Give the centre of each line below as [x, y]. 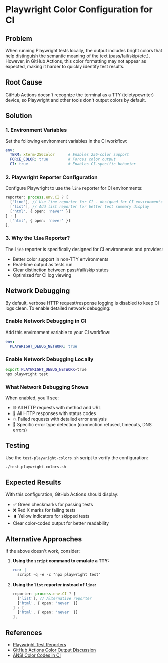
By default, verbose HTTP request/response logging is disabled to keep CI [82, 303]
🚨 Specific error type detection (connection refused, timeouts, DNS [82, 424]
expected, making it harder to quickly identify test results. [65, 67]
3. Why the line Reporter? [38, 238]
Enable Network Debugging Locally [49, 359]
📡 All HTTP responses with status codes [54, 413]
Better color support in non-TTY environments [60, 259]
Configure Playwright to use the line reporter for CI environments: [74, 188]
